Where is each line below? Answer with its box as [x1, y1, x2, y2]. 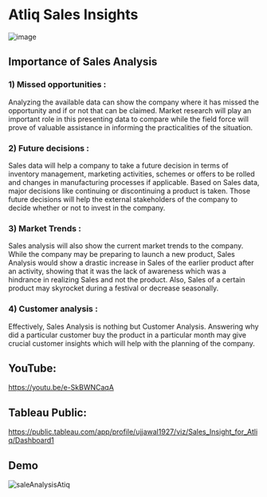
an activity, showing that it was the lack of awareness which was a [8, 266, 227, 276]
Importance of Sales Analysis [8, 55, 158, 69]
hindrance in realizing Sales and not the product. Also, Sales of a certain [8, 275, 245, 285]
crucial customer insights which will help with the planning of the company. [8, 338, 255, 348]
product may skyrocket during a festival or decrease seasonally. [8, 283, 219, 293]
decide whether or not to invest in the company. [8, 203, 166, 212]
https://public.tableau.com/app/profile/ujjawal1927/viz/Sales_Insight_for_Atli [8, 427, 258, 436]
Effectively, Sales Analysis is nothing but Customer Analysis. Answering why [8, 321, 259, 331]
